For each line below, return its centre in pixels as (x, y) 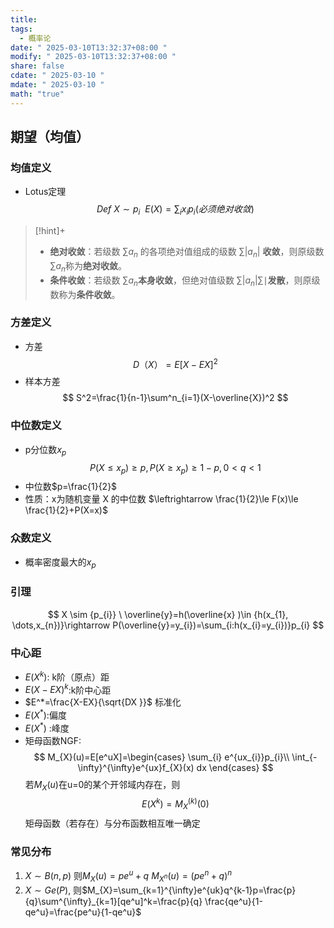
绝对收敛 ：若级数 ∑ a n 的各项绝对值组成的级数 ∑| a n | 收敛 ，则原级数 (187, 253)
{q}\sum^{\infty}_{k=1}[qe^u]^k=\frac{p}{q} (113, 901)
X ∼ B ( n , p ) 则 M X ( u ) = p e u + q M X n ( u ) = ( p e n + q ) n (128, 876)
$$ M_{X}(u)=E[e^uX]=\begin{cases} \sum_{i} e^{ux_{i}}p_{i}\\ (161, 757)
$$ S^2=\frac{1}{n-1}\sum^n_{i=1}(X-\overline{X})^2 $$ (175, 398)
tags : (21, 29)
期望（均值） (50, 137)
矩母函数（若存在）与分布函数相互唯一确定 (112, 823)
